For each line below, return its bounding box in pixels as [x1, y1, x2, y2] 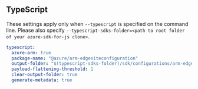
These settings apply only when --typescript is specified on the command [6, 20, 189, 27]
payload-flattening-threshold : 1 [11, 66, 94, 72]
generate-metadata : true [11, 77, 72, 83]
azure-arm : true [11, 50, 51, 55]
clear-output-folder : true [11, 72, 78, 78]
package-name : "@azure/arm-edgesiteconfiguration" [11, 55, 138, 61]
